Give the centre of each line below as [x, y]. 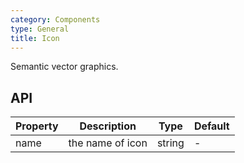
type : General [40, 29]
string [170, 143]
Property [37, 126]
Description [108, 126]
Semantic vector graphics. [64, 67]
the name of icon [108, 143]
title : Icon [35, 38]
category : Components [55, 19]
